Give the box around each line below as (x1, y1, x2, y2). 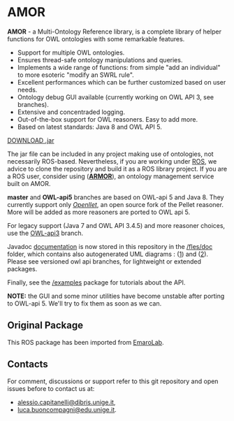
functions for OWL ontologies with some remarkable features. (7, 34, 185, 43)
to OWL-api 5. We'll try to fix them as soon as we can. (7, 299, 162, 308)
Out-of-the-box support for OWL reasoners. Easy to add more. (17, 115, 198, 123)
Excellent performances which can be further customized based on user (17, 78, 226, 86)
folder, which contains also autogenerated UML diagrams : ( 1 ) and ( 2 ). (7, 250, 208, 258)
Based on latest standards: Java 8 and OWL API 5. (17, 122, 162, 131)
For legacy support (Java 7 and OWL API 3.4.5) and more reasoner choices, (7, 221, 226, 229)
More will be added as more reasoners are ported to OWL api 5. (7, 208, 191, 216)
